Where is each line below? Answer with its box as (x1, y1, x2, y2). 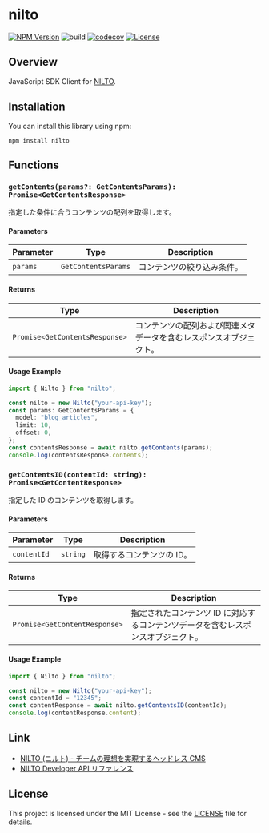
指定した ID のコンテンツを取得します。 (8, 495, 139, 505)
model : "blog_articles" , (15, 414, 98, 422)
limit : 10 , (15, 421, 52, 429)
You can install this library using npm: (8, 121, 132, 131)
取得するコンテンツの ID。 (93, 549, 192, 561)
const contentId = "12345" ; (8, 694, 102, 702)
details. (8, 817, 33, 827)
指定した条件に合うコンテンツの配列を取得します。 (8, 207, 176, 217)
